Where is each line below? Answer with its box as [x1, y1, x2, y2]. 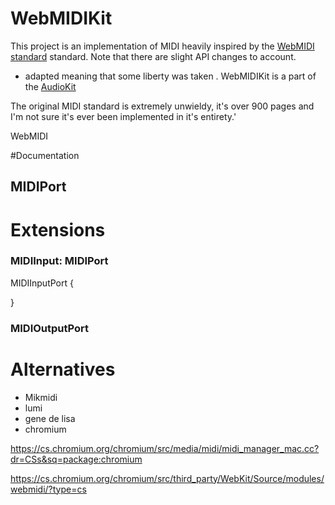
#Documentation [10, 149, 80, 161]
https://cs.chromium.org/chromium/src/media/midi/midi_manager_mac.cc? [10, 442, 320, 454]
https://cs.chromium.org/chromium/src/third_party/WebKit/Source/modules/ [10, 472, 325, 484]
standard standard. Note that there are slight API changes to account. [10, 50, 297, 62]
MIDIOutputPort [10, 321, 90, 335]
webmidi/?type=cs [10, 483, 87, 495]
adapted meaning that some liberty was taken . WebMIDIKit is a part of [24, 70, 317, 82]
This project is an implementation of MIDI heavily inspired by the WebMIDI [10, 40, 315, 52]
